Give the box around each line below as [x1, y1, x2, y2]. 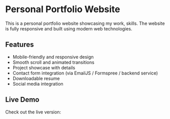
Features [5, 41, 34, 49]
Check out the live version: [5, 109, 61, 115]
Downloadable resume [12, 75, 60, 82]
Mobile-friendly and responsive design [12, 54, 94, 60]
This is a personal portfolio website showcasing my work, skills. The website [5, 20, 165, 26]
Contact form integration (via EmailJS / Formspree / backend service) [12, 70, 158, 76]
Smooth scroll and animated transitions [12, 59, 95, 65]
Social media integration [12, 81, 63, 87]
